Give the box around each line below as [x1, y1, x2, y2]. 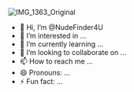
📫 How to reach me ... [19, 57, 93, 66]
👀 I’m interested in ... [19, 31, 87, 40]
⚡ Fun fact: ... [19, 77, 63, 86]
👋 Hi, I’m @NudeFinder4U [19, 23, 104, 31]
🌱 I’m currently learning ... [19, 39, 104, 49]
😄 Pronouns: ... [19, 68, 71, 77]
